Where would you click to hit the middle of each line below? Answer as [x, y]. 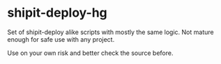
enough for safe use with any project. [61, 39]
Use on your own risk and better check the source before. [90, 53]
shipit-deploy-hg [58, 13]
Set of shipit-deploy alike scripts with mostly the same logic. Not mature [110, 32]
